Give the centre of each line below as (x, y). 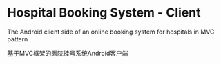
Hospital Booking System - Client (104, 13)
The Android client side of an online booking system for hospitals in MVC (111, 32)
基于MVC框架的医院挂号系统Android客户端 (68, 53)
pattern (18, 39)
